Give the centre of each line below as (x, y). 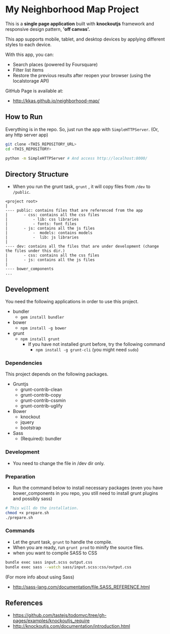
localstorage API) (31, 81)
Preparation (20, 476)
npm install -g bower (43, 328)
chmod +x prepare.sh (27, 513)
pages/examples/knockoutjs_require (51, 621)
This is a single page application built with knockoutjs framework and (80, 24)
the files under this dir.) (35, 251)
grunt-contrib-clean (41, 389)
